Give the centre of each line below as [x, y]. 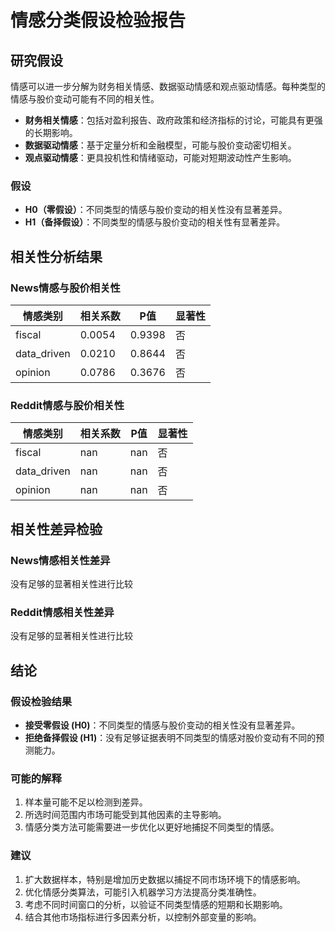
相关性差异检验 [56, 529]
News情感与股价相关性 [65, 288]
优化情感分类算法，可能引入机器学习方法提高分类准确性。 [143, 892]
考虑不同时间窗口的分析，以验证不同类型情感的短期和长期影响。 [156, 904]
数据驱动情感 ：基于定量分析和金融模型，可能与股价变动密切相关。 [160, 145]
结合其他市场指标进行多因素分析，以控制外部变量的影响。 [143, 917]
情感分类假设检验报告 [98, 20]
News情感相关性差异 [60, 560]
